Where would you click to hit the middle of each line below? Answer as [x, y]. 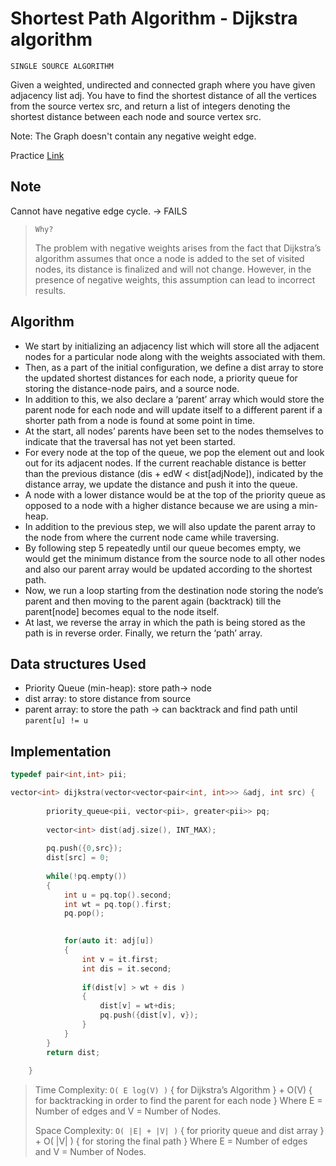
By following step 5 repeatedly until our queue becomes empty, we [163, 548]
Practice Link [37, 155]
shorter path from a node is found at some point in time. [140, 420]
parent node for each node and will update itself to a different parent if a [173, 409]
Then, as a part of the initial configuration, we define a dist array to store [174, 367]
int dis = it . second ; [126, 968]
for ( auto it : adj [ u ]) [109, 941]
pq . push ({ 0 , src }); [84, 848]
